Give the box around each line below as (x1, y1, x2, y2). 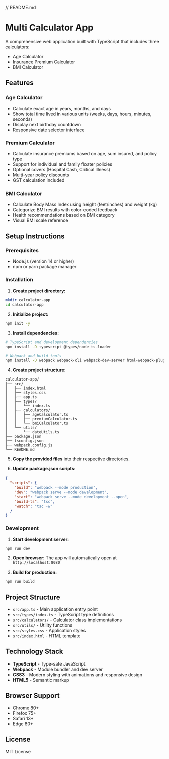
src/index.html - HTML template (12, 633, 81, 639)
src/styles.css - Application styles (12, 628, 86, 634)
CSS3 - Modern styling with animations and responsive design (12, 671, 142, 678)
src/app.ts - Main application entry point (12, 606, 98, 612)
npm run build (5, 579, 35, 584)
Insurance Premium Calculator (12, 59, 75, 65)
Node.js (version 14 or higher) (12, 258, 74, 264)
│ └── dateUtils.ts (5, 430, 59, 435)
